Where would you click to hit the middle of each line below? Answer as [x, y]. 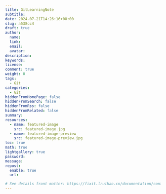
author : [13, 33]
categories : [17, 88]
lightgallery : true [25, 152]
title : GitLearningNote [30, 10]
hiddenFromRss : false [27, 106]
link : [15, 42]
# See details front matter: [35, 184]
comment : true [20, 70]
